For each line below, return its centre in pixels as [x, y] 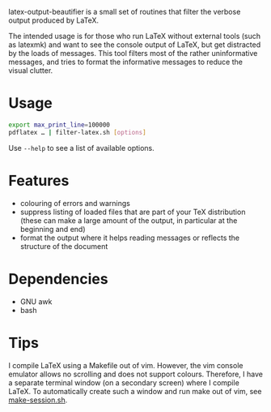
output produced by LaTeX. [54, 20]
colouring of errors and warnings [75, 203]
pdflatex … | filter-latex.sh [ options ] [78, 132]
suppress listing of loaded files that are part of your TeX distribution [133, 212]
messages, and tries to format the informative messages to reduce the [125, 62]
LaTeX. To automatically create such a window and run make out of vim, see [135, 391]
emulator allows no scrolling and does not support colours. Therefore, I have [135, 374]
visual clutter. [31, 71]
